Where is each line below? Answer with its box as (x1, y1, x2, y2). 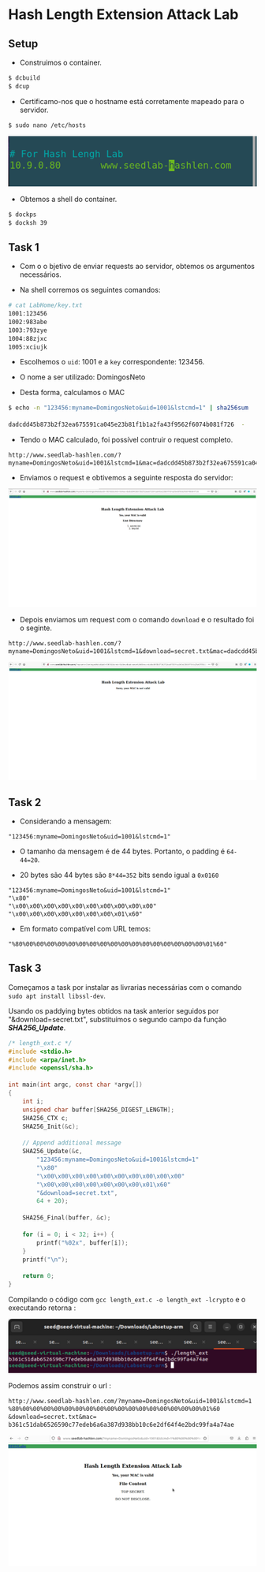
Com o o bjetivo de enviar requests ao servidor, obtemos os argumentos (19, 262, 255, 271)
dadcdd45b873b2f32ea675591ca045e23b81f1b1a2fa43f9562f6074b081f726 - (8, 420, 245, 429)
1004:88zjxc (8, 334, 47, 342)
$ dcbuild (8, 74, 41, 82)
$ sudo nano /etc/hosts (8, 121, 87, 129)
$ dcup (8, 82, 30, 90)
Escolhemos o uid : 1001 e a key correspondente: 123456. (19, 357, 205, 367)
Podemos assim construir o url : (8, 1381, 112, 1391)
